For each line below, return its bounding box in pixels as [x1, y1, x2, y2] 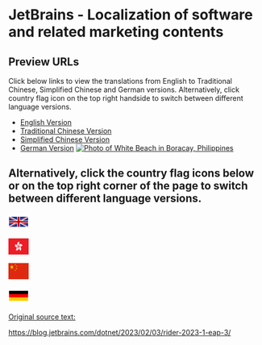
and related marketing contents [8, 23, 224, 41]
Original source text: [8, 312, 76, 322]
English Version [19, 118, 73, 127]
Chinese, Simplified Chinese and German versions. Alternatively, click [8, 85, 240, 94]
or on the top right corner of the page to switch [8, 179, 248, 193]
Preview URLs [8, 55, 79, 69]
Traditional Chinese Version [19, 127, 112, 135]
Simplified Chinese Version [19, 135, 110, 144]
